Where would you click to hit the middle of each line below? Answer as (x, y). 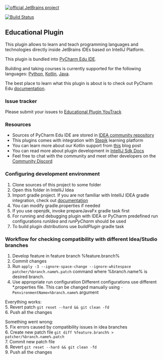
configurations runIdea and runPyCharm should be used (69, 221)
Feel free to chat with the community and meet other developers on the (84, 156)
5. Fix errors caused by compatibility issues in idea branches (66, 327)
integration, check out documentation (50, 200)
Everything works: (23, 302)
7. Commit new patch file (30, 342)
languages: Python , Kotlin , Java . (37, 74)
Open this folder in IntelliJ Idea (43, 190)
